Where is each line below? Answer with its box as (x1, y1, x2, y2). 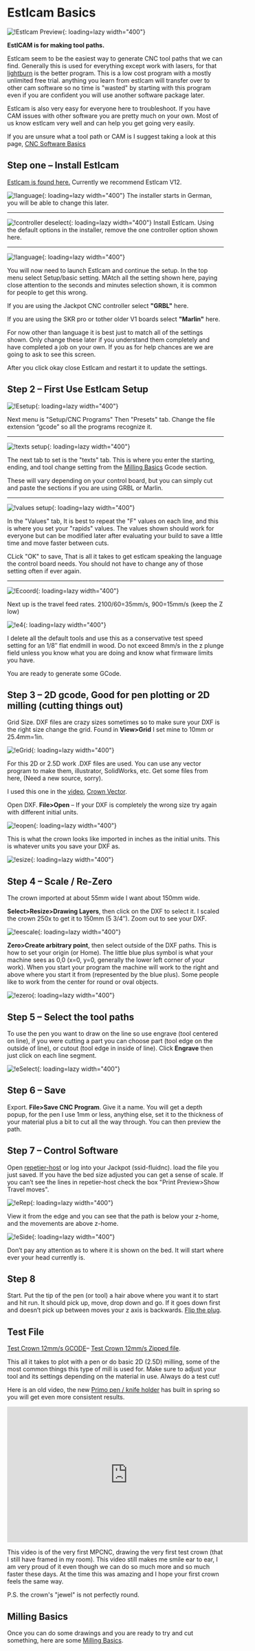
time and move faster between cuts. (7, 539, 109, 547)
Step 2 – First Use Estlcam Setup (7, 384, 149, 396)
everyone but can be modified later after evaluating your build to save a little (7, 531, 223, 540)
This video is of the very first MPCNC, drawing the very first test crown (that (7, 1548, 223, 1557)
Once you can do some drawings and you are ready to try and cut (7, 1629, 194, 1637)
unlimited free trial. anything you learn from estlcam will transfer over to (7, 76, 210, 84)
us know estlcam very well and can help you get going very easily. (7, 119, 195, 127)
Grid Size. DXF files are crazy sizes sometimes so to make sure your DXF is (7, 718, 220, 726)
